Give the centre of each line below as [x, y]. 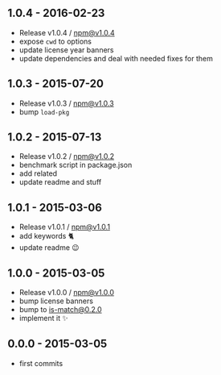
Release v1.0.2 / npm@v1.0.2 [66, 156]
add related [38, 173]
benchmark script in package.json [76, 165]
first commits [41, 363]
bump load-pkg [44, 111]
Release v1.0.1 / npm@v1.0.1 [64, 227]
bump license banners [56, 301]
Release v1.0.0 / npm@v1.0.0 [66, 293]
